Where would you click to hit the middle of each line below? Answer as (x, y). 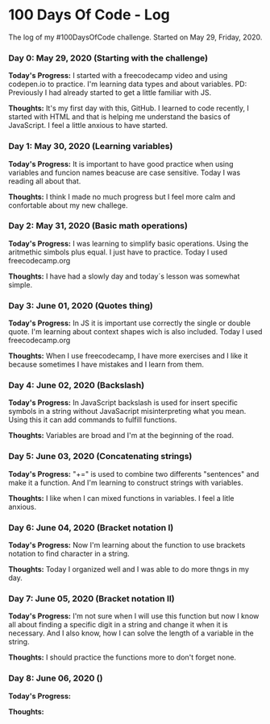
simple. (21, 284)
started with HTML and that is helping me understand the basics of (120, 117)
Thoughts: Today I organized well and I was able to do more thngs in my (129, 569)
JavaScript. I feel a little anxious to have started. (88, 126)
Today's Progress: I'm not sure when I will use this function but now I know (134, 616)
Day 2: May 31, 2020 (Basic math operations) (98, 225)
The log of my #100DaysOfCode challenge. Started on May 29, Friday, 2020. (135, 37)
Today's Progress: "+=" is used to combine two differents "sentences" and (134, 474)
